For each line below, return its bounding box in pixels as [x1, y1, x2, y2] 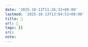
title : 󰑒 [5, 16, 23, 21]
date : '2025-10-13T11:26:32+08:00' [5, 7, 78, 12]
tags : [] [5, 25, 23, 30]
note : [5, 35, 16, 40]
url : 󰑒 [5, 21, 19, 26]
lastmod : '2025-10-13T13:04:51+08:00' [5, 12, 85, 17]
